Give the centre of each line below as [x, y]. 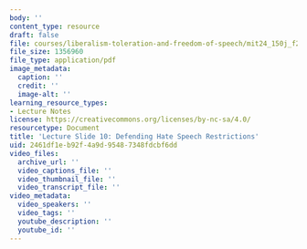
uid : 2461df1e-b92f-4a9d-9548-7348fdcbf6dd [94, 145]
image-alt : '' [44, 94]
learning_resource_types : [58, 103]
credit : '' [38, 86]
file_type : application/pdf [63, 60]
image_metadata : [40, 69]
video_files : [34, 153]
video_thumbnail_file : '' [67, 179]
